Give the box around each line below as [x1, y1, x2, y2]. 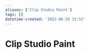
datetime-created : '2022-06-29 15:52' [5, 16, 86, 21]
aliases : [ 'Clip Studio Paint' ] [5, 7, 72, 12]
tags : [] [5, 12, 23, 17]
